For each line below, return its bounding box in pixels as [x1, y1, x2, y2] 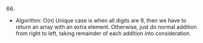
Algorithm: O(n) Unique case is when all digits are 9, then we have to [15, 17, 187, 24]
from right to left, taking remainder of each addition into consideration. [15, 30, 191, 37]
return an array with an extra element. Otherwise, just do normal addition [15, 24, 197, 30]
